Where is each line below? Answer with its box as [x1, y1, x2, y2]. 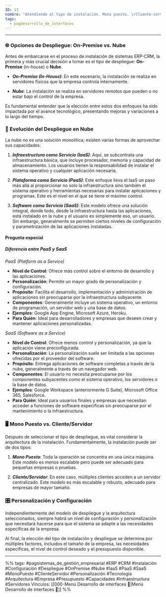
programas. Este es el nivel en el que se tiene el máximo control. [12, 193, 144, 199]
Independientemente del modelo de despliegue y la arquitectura [5, 510, 136, 516]
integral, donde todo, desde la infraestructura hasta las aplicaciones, [12, 208, 152, 213]
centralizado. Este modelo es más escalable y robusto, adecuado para [12, 479, 156, 485]
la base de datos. [12, 382, 48, 388]
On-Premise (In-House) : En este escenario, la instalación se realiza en [12, 73, 157, 79]
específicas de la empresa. [5, 526, 60, 532]
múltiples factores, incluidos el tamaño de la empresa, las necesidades [5, 541, 149, 547]
